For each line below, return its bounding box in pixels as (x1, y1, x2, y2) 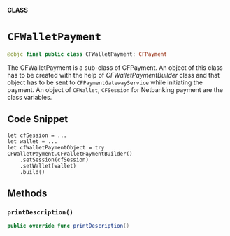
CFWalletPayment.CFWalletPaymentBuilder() (7, 150, 133, 157)
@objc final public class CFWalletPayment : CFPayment (7, 50, 168, 58)
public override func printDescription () (7, 223, 130, 230)
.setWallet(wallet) (20, 162, 77, 170)
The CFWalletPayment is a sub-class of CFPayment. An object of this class (7, 63, 223, 72)
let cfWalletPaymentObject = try (7, 144, 105, 151)
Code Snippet (7, 113, 69, 125)
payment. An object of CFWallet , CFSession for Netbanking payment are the (7, 85, 224, 94)
